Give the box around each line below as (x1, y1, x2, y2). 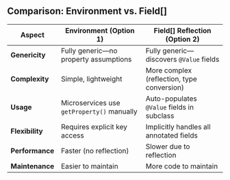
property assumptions (60, 54, 132, 64)
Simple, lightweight (60, 74, 123, 83)
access (60, 130, 84, 140)
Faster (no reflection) (60, 146, 129, 155)
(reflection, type (145, 74, 197, 83)
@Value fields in (145, 102, 194, 112)
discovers (145, 54, 177, 64)
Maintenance (10, 161, 55, 170)
